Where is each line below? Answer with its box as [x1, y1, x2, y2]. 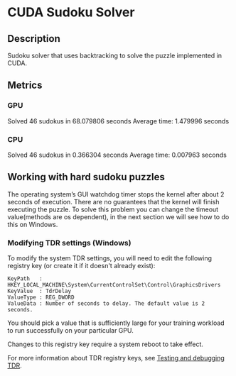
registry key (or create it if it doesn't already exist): [7, 262, 156, 270]
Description [7, 33, 60, 45]
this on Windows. [7, 220, 58, 228]
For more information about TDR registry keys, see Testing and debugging [7, 354, 225, 363]
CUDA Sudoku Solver [7, 4, 135, 21]
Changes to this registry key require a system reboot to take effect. [7, 340, 204, 348]
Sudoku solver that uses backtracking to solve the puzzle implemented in [7, 51, 222, 60]
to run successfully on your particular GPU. [7, 326, 134, 335]
